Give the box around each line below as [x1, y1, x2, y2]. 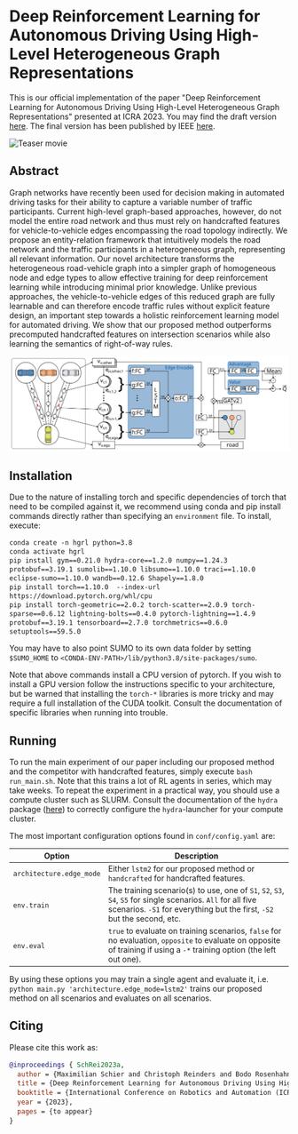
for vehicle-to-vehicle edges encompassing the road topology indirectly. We [9, 225, 288, 236]
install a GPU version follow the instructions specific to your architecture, [9, 679, 276, 690]
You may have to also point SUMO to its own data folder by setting [9, 643, 252, 654]
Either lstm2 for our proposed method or [107, 863, 255, 874]
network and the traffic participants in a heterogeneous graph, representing [9, 244, 286, 254]
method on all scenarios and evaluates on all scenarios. [9, 993, 212, 1003]
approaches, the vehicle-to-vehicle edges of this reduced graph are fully [9, 291, 276, 301]
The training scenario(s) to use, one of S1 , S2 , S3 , [107, 885, 285, 896]
